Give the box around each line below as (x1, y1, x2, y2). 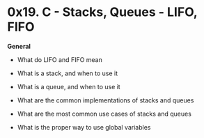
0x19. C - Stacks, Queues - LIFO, (7, 4, 198, 20)
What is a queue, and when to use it (17, 82, 120, 91)
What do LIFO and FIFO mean (17, 55, 103, 63)
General (7, 42, 31, 50)
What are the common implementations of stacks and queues (17, 95, 194, 105)
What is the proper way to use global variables (17, 123, 151, 131)
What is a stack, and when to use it (17, 69, 118, 77)
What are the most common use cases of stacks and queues (17, 109, 191, 118)
